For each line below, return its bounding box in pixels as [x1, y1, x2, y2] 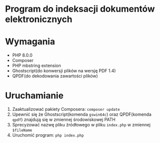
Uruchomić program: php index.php [12, 132, 84, 138]
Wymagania [5, 36, 55, 47]
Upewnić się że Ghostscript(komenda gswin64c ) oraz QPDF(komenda [12, 111, 152, 118]
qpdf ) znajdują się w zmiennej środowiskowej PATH [12, 117, 116, 123]
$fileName [12, 128, 33, 133]
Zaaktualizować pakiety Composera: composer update [12, 106, 120, 112]
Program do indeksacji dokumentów [5, 3, 155, 15]
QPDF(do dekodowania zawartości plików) [12, 73, 98, 79]
